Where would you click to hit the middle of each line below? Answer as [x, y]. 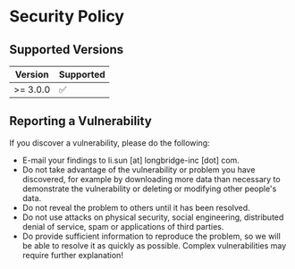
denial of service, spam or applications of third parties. [123, 226]
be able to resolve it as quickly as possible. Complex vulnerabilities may [154, 245]
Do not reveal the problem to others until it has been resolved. [136, 207]
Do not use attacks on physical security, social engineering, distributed [153, 217]
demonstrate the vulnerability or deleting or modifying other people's [149, 189]
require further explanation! [72, 255]
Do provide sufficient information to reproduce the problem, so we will [152, 236]
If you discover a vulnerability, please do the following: [110, 143]
